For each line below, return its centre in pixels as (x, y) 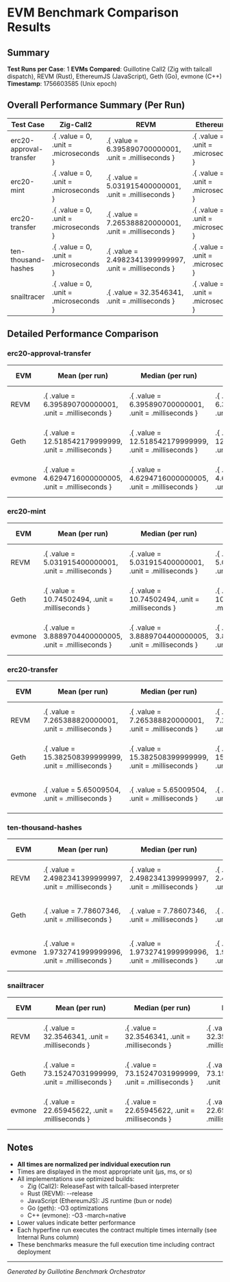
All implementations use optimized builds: (76, 1178)
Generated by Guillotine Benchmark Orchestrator (76, 1271)
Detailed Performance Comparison (83, 334)
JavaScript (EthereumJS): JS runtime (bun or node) (100, 1200)
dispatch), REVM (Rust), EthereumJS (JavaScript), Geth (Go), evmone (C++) (115, 76)
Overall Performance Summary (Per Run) (96, 105)
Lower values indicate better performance (76, 1222)
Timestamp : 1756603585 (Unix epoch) (62, 83)
